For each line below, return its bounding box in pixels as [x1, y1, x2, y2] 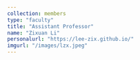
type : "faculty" [7, 17, 54, 23]
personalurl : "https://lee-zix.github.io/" [7, 36, 134, 43]
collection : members [7, 10, 67, 17]
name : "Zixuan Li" [7, 29, 60, 37]
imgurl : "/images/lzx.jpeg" [7, 42, 88, 49]
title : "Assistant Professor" [7, 23, 94, 30]
